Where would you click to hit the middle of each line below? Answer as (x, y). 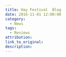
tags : (11, 28)
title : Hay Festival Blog (33, 10)
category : (15, 19)
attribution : (19, 38)
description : (19, 47)
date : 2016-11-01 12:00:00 (33, 14)
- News (16, 24)
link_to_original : (24, 42)
